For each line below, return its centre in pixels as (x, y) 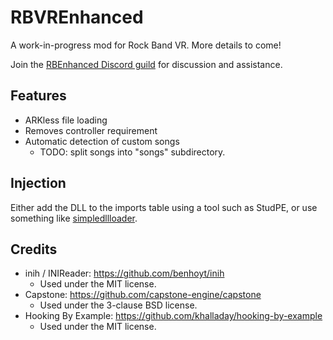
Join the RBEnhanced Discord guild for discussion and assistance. (146, 64)
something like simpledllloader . (74, 218)
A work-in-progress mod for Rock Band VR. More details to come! (146, 45)
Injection (38, 183)
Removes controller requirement (91, 130)
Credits (34, 249)
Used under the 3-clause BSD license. (118, 305)
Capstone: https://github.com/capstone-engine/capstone (143, 295)
